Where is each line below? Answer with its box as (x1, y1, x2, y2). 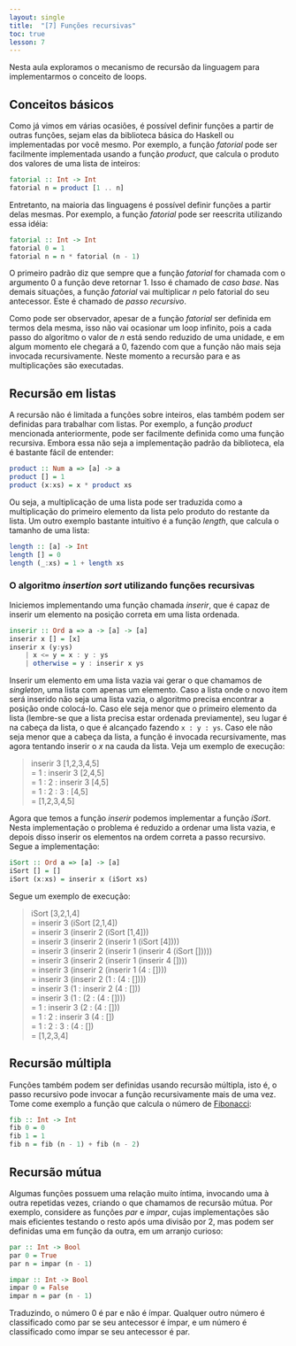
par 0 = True (9, 1250, 57, 1260)
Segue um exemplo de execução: (9, 891, 131, 901)
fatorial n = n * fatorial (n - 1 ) (9, 251, 140, 261)
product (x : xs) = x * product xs (9, 481, 133, 490)
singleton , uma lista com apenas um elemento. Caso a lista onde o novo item (9, 685, 288, 695)
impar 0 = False (9, 1283, 69, 1293)
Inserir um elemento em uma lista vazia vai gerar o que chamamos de (9, 675, 262, 686)
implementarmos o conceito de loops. (9, 72, 148, 82)
